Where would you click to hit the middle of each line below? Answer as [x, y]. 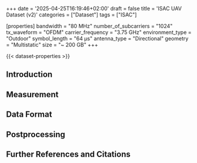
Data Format [29, 115]
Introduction [29, 75]
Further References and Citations [68, 154]
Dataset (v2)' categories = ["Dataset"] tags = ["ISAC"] [71, 15]
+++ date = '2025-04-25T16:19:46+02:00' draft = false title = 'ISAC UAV [94, 9]
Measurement [32, 94]
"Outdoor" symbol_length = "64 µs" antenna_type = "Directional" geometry [97, 38]
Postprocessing [36, 134]
